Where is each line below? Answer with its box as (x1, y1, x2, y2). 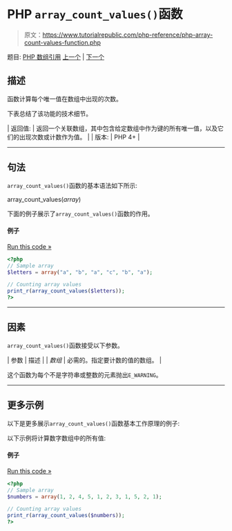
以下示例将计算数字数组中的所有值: (7, 434, 106, 442)
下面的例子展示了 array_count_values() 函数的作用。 (7, 209, 154, 218)
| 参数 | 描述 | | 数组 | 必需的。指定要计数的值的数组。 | (7, 356, 162, 364)
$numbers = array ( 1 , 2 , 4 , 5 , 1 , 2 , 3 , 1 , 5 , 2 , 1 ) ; (7, 493, 162, 500)
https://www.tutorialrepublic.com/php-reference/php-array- (42, 31, 213, 39)
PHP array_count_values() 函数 (7, 6, 183, 22)
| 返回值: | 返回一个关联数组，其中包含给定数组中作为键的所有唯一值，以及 (7, 124, 218, 132)
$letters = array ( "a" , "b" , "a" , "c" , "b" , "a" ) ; (7, 268, 153, 276)
